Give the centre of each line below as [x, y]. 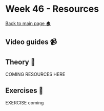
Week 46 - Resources [52, 9]
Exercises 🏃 [24, 90]
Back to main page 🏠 [28, 23]
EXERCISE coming [25, 102]
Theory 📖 [20, 62]
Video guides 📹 [31, 42]
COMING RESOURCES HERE [35, 74]
